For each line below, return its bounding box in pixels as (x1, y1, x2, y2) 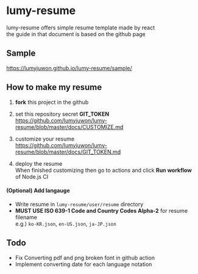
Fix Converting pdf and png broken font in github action (15, 254, 155, 261)
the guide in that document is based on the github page (6, 30, 146, 37)
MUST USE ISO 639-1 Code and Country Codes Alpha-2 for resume (15, 207, 188, 214)
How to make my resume (6, 82, 102, 92)
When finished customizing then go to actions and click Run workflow (15, 166, 192, 174)
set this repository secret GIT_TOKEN (15, 110, 110, 117)
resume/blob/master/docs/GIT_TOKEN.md (15, 148, 121, 155)
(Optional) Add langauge (6, 187, 70, 194)
